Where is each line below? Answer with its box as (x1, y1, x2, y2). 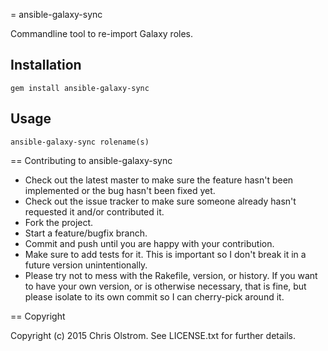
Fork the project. (24, 216, 94, 228)
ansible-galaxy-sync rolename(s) (10, 137, 150, 147)
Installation (10, 57, 82, 74)
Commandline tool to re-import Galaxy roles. (10, 28, 194, 39)
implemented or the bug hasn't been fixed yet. (24, 184, 216, 196)
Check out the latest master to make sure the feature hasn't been (24, 174, 294, 186)
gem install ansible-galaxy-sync (10, 83, 150, 93)
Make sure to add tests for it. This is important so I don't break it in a (24, 248, 307, 260)
